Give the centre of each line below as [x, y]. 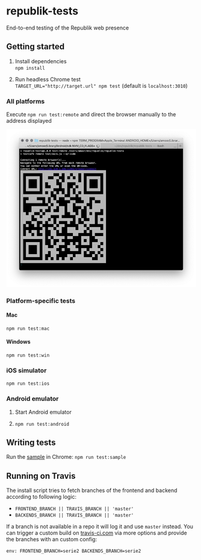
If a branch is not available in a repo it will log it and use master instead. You [100, 527]
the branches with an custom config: [52, 540]
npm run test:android [42, 424]
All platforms [26, 101]
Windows [18, 342]
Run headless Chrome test [48, 79]
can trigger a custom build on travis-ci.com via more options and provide [97, 533]
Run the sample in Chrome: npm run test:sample [66, 457]
